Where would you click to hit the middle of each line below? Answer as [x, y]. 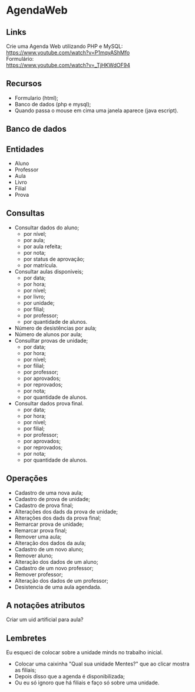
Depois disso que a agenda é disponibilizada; [70, 677]
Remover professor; [39, 574]
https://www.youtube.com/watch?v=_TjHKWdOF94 [68, 65]
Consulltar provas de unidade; [51, 340]
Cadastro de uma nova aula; [49, 493]
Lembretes [27, 638]
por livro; [34, 297]
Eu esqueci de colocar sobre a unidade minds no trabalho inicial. [85, 652]
